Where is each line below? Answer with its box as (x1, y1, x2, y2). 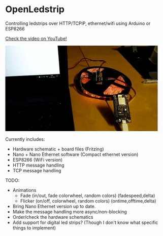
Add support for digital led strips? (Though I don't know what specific (12, 219, 158, 225)
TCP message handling (12, 167, 61, 173)
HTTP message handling (12, 162, 64, 168)
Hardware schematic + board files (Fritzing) (12, 146, 104, 152)
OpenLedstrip (5, 4, 65, 15)
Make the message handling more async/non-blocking (12, 209, 127, 215)
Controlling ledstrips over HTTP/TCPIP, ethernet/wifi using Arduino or (5, 20, 151, 26)
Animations (12, 187, 37, 193)
